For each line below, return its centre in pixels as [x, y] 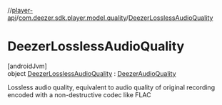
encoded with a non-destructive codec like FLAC [79, 94]
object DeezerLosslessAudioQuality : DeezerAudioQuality [92, 73]
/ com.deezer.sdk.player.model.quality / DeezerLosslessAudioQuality [115, 18]
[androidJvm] [27, 66]
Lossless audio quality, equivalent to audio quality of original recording [111, 87]
